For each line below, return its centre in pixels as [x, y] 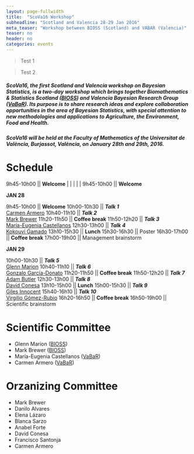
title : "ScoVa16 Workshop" [40, 17]
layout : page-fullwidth [35, 11]
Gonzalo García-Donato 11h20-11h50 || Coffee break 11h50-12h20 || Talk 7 [96, 272]
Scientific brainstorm [31, 304]
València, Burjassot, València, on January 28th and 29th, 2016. [85, 144]
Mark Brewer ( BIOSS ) [40, 350]
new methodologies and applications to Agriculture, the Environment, [93, 117]
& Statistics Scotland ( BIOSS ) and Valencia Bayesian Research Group [92, 98]
